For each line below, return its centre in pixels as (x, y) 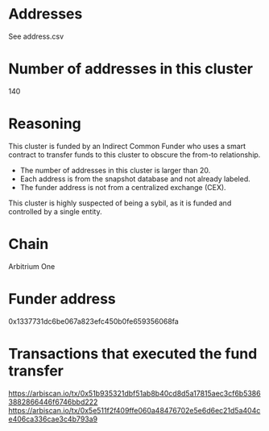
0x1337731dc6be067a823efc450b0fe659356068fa (93, 321)
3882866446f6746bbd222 (53, 402)
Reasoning (45, 124)
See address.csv (36, 36)
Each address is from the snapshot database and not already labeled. (135, 179)
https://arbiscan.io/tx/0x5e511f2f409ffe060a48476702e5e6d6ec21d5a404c (134, 410)
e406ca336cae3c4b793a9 (53, 419)
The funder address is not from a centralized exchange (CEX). (123, 187)
